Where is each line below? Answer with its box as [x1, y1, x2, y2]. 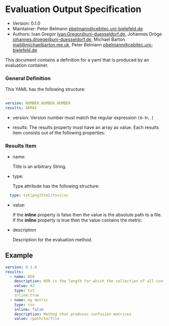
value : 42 [14, 284, 35, 289]
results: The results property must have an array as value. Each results [12, 124, 159, 130]
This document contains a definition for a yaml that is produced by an [5, 57, 149, 63]
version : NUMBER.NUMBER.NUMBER [5, 101, 71, 106]
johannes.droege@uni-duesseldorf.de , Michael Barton [12, 36, 125, 42]
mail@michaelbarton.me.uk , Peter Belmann [12, 41, 102, 47]
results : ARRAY [5, 105, 37, 111]
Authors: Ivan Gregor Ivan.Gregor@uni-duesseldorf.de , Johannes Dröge [12, 31, 162, 37]
